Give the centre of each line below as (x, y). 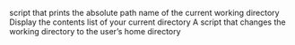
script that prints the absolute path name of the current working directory (144, 13)
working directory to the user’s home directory (95, 31)
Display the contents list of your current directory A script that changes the (147, 22)
